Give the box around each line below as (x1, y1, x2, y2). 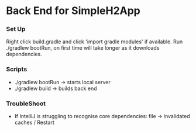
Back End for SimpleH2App (6, 4, 140, 18)
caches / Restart (14, 119, 54, 126)
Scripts (6, 65, 27, 74)
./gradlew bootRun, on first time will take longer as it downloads (6, 44, 160, 51)
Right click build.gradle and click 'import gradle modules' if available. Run (6, 38, 183, 45)
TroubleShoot (6, 99, 46, 108)
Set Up (6, 25, 26, 33)
